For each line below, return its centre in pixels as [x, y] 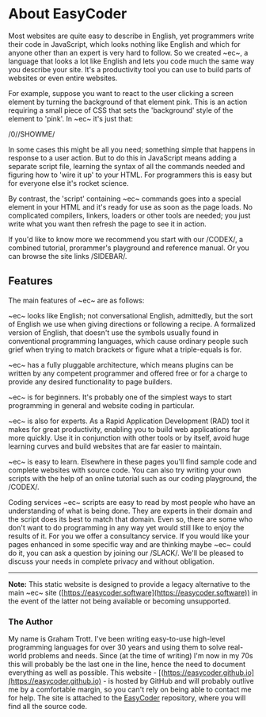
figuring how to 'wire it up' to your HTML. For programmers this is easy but [130, 175]
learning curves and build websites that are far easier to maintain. [115, 446]
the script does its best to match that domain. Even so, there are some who [131, 519]
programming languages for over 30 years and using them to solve [117, 647]
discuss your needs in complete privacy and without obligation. [112, 561]
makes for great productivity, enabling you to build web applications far [125, 429]
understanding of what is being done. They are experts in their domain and [130, 511]
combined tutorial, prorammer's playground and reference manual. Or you [129, 248]
